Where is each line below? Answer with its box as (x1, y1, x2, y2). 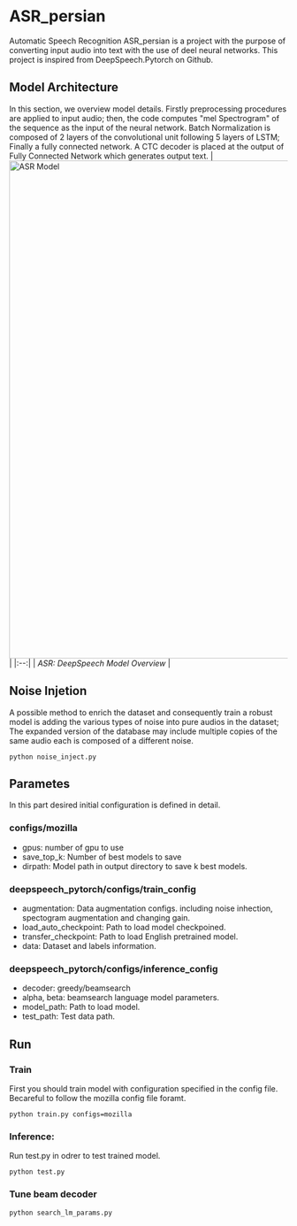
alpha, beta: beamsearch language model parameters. (21, 992, 219, 1003)
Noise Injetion (9, 683, 88, 698)
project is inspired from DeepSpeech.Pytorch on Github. (9, 54, 214, 65)
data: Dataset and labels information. (21, 940, 156, 951)
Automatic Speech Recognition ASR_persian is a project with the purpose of (9, 35, 286, 46)
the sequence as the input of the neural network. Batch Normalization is (9, 122, 271, 133)
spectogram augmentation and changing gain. (21, 912, 191, 922)
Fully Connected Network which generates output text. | (9, 150, 214, 161)
